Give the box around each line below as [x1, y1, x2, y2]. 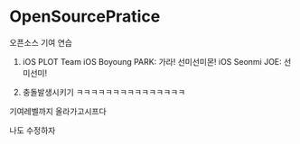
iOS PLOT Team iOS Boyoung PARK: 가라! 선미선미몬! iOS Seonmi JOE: [22, 56, 282, 67]
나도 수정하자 [9, 124, 56, 136]
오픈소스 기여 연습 [9, 37, 72, 48]
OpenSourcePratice [9, 6, 161, 27]
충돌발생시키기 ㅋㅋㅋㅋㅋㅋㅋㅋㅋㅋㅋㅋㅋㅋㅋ [22, 86, 186, 97]
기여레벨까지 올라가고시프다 [9, 105, 107, 116]
